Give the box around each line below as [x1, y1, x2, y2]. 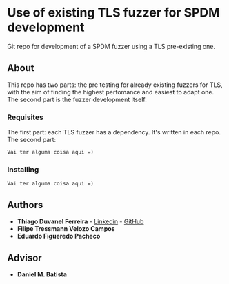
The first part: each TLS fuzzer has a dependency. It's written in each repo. [7, 128, 221, 136]
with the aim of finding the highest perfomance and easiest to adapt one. [7, 88, 215, 96]
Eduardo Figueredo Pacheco [17, 232, 101, 241]
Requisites [7, 112, 43, 122]
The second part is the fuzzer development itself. [7, 95, 147, 103]
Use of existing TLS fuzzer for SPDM [7, 5, 220, 21]
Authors [7, 199, 43, 211]
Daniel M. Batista [17, 270, 68, 278]
